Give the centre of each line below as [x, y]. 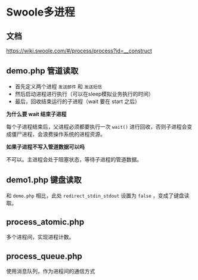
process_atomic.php [45, 222]
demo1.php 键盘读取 [44, 180]
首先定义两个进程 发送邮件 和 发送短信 [58, 86]
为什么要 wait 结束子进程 [36, 114]
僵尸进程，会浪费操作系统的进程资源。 [58, 134]
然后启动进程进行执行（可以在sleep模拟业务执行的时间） [84, 94]
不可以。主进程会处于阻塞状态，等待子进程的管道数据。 [74, 159]
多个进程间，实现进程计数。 [40, 237]
